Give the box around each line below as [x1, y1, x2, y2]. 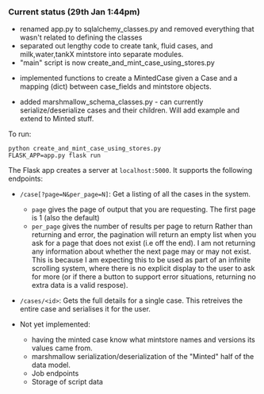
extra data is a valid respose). [31, 281, 128, 290]
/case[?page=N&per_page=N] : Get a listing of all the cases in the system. [19, 189, 251, 199]
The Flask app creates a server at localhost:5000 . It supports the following [8, 166, 253, 175]
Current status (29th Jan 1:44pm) [8, 6, 140, 17]
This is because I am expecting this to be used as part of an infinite [31, 255, 251, 265]
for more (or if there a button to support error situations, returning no [31, 272, 256, 281]
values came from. [31, 343, 93, 353]
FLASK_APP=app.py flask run [8, 151, 101, 160]
